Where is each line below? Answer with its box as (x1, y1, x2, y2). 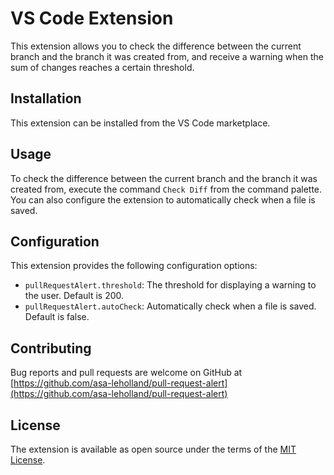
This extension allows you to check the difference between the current (10, 40, 302, 52)
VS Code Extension (10, 7, 174, 30)
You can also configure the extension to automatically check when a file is (10, 193, 316, 206)
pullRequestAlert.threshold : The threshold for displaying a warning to (24, 279, 317, 291)
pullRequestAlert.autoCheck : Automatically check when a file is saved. (24, 300, 317, 312)
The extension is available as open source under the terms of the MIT (10, 443, 297, 455)
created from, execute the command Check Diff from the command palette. (10, 183, 323, 195)
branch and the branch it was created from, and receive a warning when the (10, 50, 324, 62)
